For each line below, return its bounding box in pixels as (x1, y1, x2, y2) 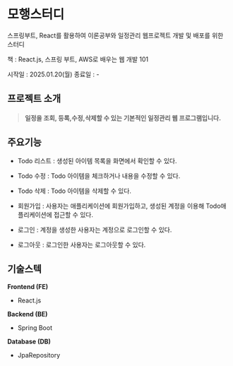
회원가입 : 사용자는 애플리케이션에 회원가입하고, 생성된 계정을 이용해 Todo (17, 201, 221, 210)
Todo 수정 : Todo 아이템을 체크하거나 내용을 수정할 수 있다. (17, 171, 181, 180)
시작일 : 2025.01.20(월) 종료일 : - (7, 70, 100, 78)
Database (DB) (7, 337, 52, 346)
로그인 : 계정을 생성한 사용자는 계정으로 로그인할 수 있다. (17, 225, 172, 234)
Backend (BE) (7, 309, 48, 318)
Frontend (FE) (7, 282, 49, 290)
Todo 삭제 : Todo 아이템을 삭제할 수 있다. (17, 187, 132, 195)
